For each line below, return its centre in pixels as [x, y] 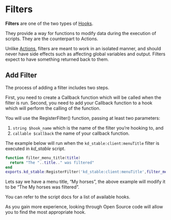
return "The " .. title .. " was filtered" [52, 163]
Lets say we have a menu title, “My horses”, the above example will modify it [85, 182]
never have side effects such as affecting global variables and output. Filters [85, 54]
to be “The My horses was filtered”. [42, 187]
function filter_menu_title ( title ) [43, 158]
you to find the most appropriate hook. [46, 212]
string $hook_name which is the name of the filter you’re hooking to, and [88, 128]
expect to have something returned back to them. [57, 59]
